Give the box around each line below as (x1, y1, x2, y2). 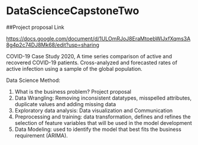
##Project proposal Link (6, 24, 64, 31)
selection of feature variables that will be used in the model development (14, 119, 192, 126)
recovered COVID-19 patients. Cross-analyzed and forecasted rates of (6, 59, 177, 66)
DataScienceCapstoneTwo (6, 4, 139, 18)
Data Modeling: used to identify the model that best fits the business (14, 126, 181, 133)
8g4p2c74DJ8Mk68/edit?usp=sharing (6, 41, 99, 48)
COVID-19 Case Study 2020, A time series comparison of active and (6, 52, 173, 60)
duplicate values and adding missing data (14, 100, 116, 107)
